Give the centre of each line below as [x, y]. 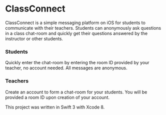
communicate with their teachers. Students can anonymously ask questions [83, 28]
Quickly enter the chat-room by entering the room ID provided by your [77, 63]
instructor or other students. [34, 39]
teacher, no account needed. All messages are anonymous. [66, 68]
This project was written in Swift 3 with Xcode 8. [55, 107]
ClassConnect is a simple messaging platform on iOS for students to [75, 23]
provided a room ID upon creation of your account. [57, 97]
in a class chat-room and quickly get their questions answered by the [76, 33]
